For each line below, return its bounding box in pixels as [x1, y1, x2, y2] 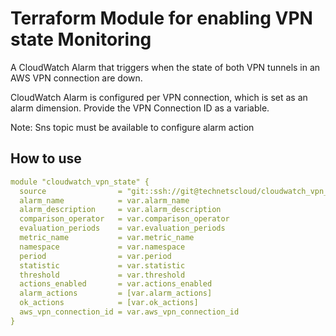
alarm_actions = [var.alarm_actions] [19, 288, 213, 299]
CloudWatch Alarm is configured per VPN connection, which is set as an [10, 91, 308, 103]
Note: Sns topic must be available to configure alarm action [10, 121, 255, 133]
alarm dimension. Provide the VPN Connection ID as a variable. [10, 102, 270, 114]
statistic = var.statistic [19, 260, 186, 271]
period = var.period [19, 251, 172, 261]
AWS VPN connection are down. [10, 72, 143, 84]
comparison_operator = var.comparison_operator [19, 214, 230, 224]
